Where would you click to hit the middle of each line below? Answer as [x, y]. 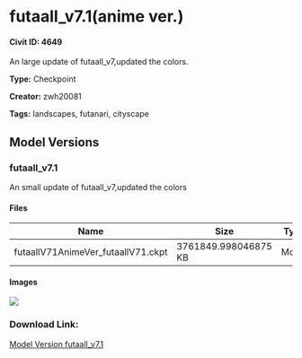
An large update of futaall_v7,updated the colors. [99, 62]
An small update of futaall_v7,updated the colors [98, 188]
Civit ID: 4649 [36, 41]
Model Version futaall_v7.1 [57, 344]
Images [23, 282]
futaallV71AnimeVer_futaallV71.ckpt [91, 252]
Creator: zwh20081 [46, 97]
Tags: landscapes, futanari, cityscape [80, 114]
